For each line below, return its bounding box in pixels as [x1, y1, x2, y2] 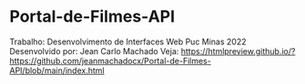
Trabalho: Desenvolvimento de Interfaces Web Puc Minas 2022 [9, 36, 248, 47]
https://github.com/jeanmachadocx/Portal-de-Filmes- [9, 55, 211, 66]
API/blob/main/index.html [9, 65, 105, 76]
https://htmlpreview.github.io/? [180, 45, 296, 56]
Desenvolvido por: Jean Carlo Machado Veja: [9, 45, 179, 56]
